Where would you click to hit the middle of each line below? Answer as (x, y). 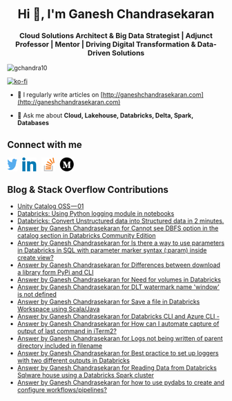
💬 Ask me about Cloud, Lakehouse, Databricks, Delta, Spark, (105, 115)
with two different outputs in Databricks (73, 361)
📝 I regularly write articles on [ (60, 95)
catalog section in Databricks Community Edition (86, 236)
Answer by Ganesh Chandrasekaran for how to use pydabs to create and (121, 382)
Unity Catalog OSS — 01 (50, 206)
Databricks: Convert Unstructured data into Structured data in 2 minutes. (120, 221)
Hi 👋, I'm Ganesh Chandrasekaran (116, 14)
